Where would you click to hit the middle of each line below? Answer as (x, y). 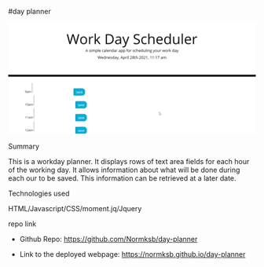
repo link (22, 224)
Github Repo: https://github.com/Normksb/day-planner (108, 240)
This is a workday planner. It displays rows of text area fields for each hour (129, 162)
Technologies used (39, 194)
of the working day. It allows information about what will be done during (124, 170)
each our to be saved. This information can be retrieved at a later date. (123, 178)
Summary (24, 146)
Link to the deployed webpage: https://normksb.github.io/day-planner (132, 254)
